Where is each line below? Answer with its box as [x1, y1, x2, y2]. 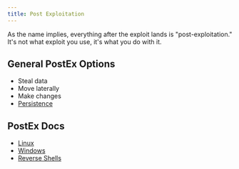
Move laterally [17, 84, 59, 93]
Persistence [17, 99, 54, 108]
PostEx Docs [7, 120, 65, 132]
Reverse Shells [17, 154, 62, 163]
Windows [17, 146, 46, 155]
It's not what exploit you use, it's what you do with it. [7, 37, 162, 46]
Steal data [17, 77, 48, 85]
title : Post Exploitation [7, 10, 84, 18]
